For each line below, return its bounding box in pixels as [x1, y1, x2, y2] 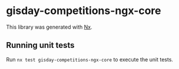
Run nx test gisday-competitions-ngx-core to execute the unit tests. [6, 56, 174, 63]
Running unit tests [6, 40, 75, 50]
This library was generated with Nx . [6, 23, 92, 30]
